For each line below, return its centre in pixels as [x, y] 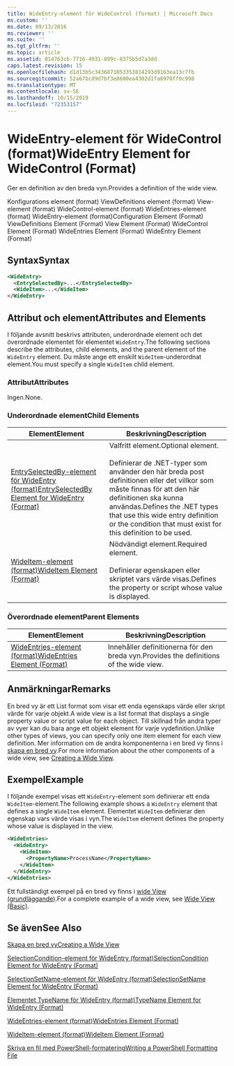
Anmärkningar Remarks [59, 689]
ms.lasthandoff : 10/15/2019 [48, 98]
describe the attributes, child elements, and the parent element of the [107, 349]
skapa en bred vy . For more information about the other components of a [111, 750]
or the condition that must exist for [165, 524]
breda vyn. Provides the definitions [164, 655]
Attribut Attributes [38, 382]
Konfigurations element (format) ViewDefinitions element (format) [101, 201]
